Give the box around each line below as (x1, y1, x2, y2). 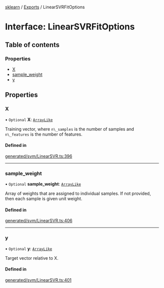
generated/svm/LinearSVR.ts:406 (5, 218, 73, 224)
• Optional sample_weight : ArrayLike (5, 181, 82, 187)
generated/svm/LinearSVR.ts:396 (5, 153, 72, 159)
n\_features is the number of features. (5, 131, 83, 137)
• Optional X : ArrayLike (5, 117, 53, 123)
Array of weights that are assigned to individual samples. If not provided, (5, 190, 151, 197)
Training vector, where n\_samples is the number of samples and (5, 126, 134, 132)
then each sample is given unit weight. (5, 196, 82, 202)
